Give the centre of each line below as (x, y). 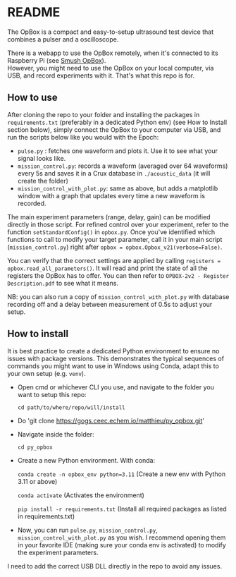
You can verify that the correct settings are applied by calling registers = (114, 260)
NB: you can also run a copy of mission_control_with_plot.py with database (118, 296)
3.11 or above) (37, 481)
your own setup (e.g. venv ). (46, 373)
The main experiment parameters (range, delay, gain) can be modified (109, 217)
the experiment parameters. (58, 552)
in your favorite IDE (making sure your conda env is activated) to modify (122, 545)
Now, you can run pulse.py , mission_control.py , (88, 530)
